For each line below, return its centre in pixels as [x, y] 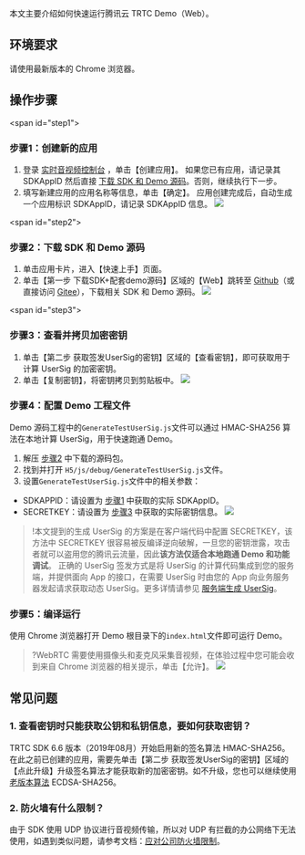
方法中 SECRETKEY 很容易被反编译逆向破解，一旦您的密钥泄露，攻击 [161, 542]
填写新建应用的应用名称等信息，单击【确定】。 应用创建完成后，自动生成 [158, 192]
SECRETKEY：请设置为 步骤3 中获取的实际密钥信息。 [122, 511]
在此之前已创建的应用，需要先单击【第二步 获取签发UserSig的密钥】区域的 [149, 759]
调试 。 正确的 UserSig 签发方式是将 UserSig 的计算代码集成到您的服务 [163, 565]
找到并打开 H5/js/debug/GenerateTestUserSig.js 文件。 [125, 469]
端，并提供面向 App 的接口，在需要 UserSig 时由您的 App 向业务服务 [160, 577]
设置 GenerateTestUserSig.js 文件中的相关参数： [112, 481]
